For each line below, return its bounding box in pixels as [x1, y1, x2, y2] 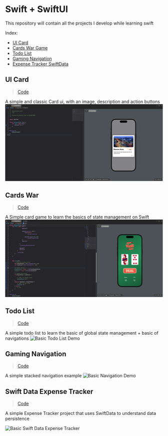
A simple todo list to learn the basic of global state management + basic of [5, 330, 158, 336]
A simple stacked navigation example [5, 373, 82, 379]
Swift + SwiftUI [5, 4, 68, 15]
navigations [5, 335, 29, 341]
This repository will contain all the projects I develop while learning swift [5, 20, 154, 26]
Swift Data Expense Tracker [5, 387, 93, 396]
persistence [5, 415, 30, 422]
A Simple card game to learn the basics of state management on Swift [5, 214, 149, 220]
